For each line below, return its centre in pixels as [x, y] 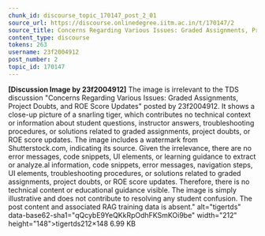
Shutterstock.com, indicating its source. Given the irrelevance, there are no [130, 148]
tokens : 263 [28, 45]
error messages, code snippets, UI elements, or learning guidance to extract [132, 156]
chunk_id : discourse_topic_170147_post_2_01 [82, 15]
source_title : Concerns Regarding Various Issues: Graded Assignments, [128, 30]
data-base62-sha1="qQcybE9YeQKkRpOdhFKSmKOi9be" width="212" [123, 215]
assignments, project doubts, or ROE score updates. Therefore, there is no [129, 182]
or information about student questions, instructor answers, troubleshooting [131, 122]
